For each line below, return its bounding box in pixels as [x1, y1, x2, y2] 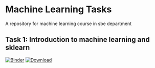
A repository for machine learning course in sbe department [5, 20, 132, 27]
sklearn [5, 43, 30, 52]
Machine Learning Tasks [5, 4, 112, 15]
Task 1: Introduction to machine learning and [5, 35, 150, 44]
